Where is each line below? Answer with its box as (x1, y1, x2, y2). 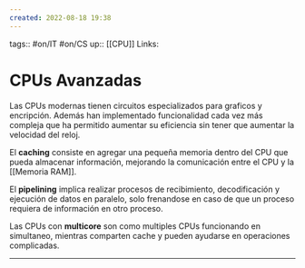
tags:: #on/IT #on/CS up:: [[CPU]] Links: (9, 38, 160, 49)
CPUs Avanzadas (9, 70, 143, 91)
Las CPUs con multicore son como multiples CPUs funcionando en (9, 220, 261, 232)
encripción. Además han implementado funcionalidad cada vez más (9, 110, 263, 121)
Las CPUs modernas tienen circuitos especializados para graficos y (9, 100, 263, 111)
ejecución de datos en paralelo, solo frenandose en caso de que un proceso (9, 193, 295, 204)
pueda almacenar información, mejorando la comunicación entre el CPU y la (9, 156, 295, 167)
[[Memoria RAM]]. (9, 165, 77, 177)
